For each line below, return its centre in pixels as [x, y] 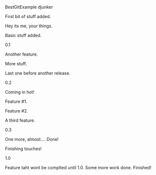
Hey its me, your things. [29, 26]
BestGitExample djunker [29, 7]
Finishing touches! [24, 149]
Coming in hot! [20, 92]
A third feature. [20, 120]
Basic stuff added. [23, 35]
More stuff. [16, 64]
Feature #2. [17, 111]
